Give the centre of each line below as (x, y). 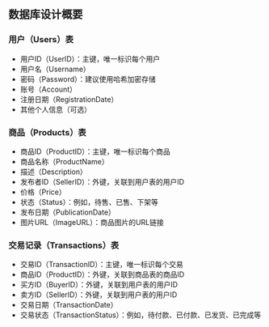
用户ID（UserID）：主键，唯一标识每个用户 (90, 58)
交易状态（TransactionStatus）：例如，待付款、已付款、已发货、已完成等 (141, 315)
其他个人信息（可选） (55, 109)
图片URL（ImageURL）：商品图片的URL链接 (92, 222)
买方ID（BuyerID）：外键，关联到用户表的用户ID (99, 285)
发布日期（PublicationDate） (67, 212)
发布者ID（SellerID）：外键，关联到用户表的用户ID (102, 181)
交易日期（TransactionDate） (69, 305)
